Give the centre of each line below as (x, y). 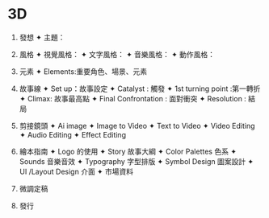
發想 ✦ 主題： (42, 37)
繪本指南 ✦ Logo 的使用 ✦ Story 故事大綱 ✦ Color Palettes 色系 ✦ (128, 151)
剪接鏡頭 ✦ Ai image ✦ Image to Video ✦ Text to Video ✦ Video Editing (137, 125)
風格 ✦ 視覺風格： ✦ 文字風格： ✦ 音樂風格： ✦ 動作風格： (117, 54)
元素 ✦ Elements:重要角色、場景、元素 (83, 71)
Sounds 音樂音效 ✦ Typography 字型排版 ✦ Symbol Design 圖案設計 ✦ (136, 161)
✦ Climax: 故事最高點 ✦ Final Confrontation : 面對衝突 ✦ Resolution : (133, 98)
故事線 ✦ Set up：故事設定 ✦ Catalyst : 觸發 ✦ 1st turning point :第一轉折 (140, 88)
